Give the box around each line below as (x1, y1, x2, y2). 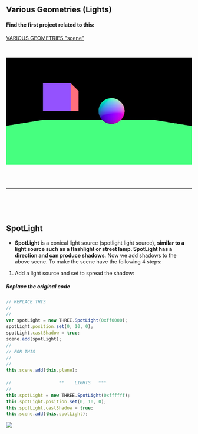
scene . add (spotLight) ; (6, 336, 62, 342)
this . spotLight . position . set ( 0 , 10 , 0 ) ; (6, 398, 107, 404)
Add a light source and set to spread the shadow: (14, 269, 134, 277)
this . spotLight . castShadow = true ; (6, 405, 94, 411)
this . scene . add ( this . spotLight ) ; (6, 411, 88, 417)
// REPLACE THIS (6, 298, 46, 304)
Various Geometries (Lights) (6, 5, 112, 15)
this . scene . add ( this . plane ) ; (6, 367, 78, 374)
